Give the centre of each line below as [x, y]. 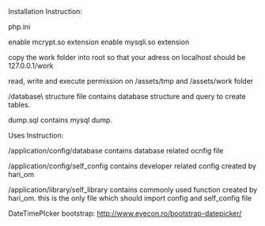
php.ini [19, 26]
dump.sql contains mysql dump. [61, 120]
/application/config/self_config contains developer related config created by [132, 166]
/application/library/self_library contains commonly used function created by [133, 190]
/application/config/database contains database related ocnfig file [116, 151]
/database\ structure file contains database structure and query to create [127, 96]
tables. [19, 105]
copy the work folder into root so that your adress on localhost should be [127, 57]
